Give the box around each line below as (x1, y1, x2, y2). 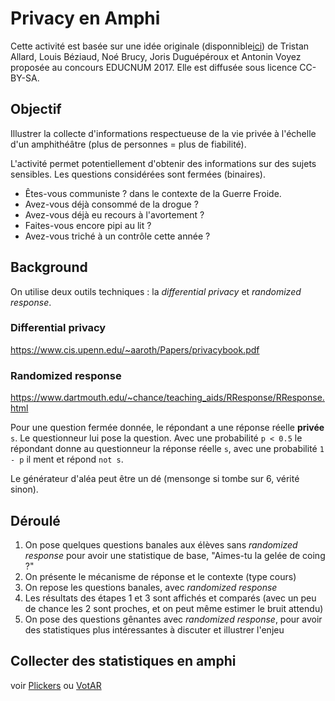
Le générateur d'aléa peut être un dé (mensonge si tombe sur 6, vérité (10, 473, 300, 485)
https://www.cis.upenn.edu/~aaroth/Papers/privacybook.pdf (10, 343, 260, 356)
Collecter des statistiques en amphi (10, 653, 237, 670)
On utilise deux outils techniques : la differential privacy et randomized (10, 285, 302, 297)
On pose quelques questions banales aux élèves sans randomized (24, 538, 298, 551)
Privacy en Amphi (10, 7, 161, 30)
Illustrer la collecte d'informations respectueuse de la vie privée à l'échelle (10, 127, 317, 139)
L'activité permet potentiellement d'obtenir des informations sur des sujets (10, 157, 317, 169)
